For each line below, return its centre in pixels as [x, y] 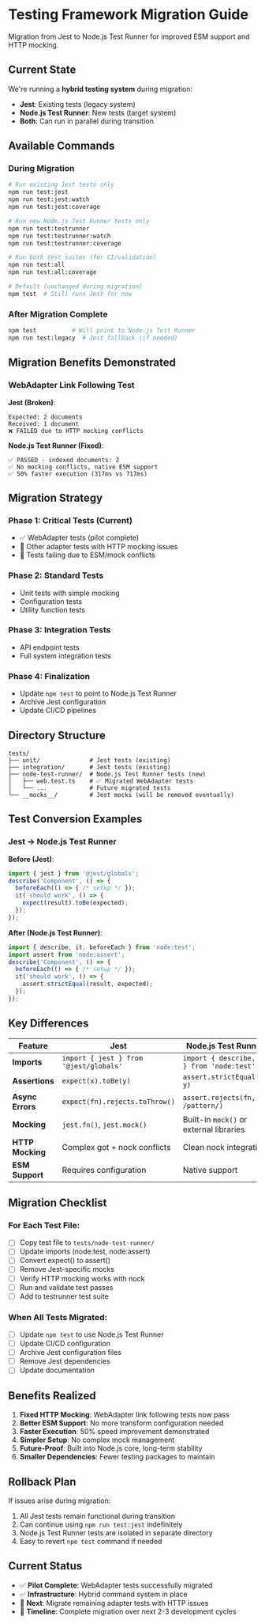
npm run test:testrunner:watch [60, 236]
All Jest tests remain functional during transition [97, 1516]
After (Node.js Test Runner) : [55, 932]
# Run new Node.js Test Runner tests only [79, 221]
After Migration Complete [58, 314]
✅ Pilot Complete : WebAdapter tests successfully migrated [116, 1585]
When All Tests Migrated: [58, 1317]
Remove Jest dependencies [65, 1361]
